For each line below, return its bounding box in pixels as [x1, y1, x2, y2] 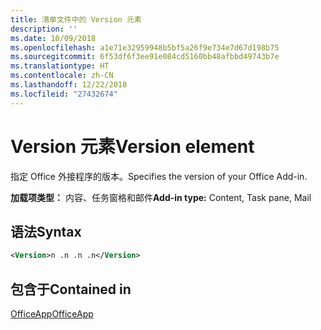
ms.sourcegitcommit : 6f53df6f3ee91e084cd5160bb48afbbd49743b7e [10, 52, 280, 62]
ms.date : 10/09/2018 [10, 33, 97, 43]
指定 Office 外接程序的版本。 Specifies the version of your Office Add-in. [10, 170, 308, 182]
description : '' [10, 24, 78, 34]
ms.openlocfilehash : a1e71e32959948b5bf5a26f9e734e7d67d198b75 [10, 42, 280, 53]
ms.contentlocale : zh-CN [10, 71, 114, 81]
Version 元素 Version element [10, 135, 255, 158]
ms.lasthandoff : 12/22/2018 [10, 80, 128, 90]
